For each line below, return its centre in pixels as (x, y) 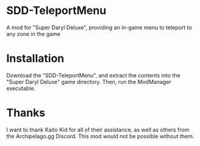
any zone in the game (34, 33)
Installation (35, 59)
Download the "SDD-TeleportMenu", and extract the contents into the (94, 75)
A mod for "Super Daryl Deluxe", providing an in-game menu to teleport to (99, 27)
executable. (21, 88)
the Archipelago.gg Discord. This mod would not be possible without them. (100, 136)
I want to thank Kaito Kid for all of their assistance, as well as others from (98, 130)
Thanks (26, 113)
